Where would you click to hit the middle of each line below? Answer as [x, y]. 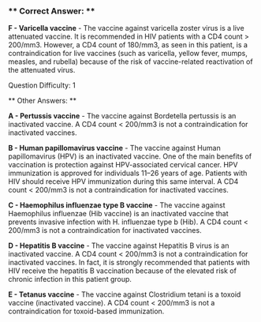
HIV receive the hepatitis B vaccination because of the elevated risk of [122, 271]
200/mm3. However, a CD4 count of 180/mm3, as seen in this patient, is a [128, 45]
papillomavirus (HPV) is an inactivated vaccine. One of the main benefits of [130, 156]
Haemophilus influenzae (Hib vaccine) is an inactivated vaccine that [118, 214]
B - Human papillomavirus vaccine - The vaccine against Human [114, 148]
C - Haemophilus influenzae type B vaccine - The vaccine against [117, 205]
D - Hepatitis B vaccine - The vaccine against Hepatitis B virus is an [119, 245]
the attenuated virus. [42, 70]
